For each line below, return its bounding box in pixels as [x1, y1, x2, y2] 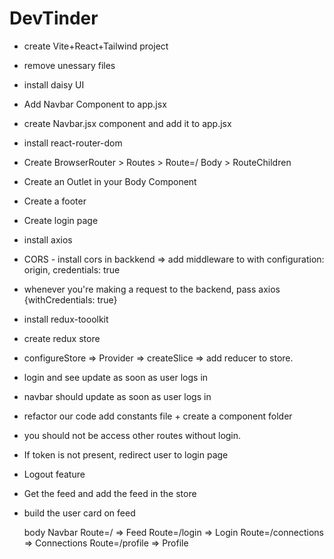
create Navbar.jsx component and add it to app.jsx [23, 117, 232, 129]
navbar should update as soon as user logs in [23, 390, 212, 402]
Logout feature [23, 468, 86, 480]
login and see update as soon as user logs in [23, 371, 209, 383]
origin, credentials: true [23, 263, 121, 276]
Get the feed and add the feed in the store [23, 487, 197, 499]
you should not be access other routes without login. [23, 429, 242, 441]
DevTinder [9, 7, 99, 30]
